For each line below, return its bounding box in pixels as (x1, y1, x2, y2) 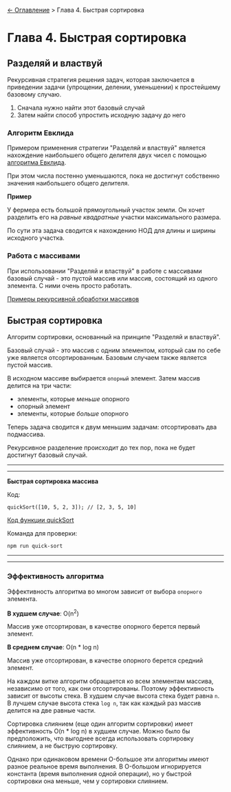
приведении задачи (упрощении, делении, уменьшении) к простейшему (7, 83, 221, 91)
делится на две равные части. (7, 707, 96, 715)
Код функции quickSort (7, 516, 74, 525)
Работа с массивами (7, 251, 80, 261)
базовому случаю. (7, 90, 62, 99)
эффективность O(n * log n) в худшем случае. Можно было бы (7, 727, 190, 735)
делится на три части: (7, 382, 72, 390)
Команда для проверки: (7, 529, 78, 538)
